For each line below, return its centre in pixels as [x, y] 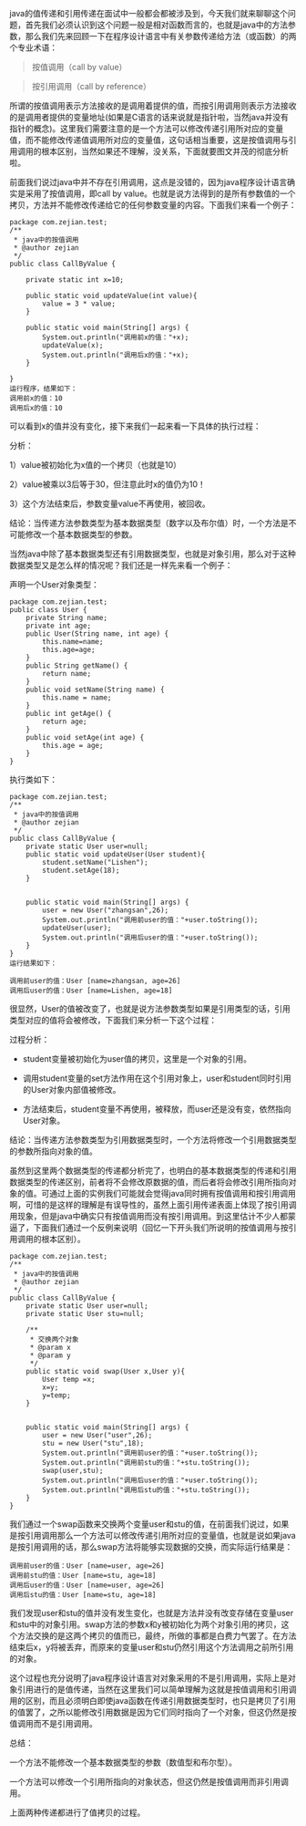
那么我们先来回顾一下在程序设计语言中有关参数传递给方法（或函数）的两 [161, 36]
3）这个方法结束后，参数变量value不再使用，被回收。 [110, 503]
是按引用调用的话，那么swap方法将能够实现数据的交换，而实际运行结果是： [151, 1547]
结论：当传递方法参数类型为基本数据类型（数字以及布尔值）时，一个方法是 [149, 523]
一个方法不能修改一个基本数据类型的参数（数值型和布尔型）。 [123, 1762]
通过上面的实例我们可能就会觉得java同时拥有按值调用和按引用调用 [172, 1193]
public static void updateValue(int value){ [112, 296]
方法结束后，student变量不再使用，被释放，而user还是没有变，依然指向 [157, 1109]
